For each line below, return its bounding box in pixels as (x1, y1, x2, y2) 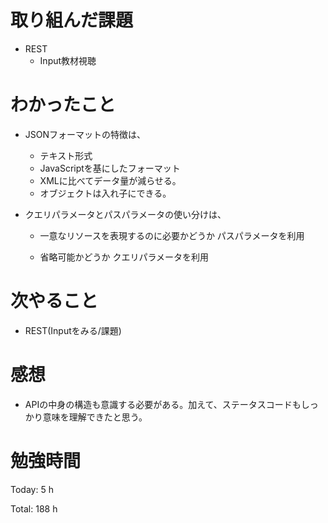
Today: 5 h (10, 483, 54, 495)
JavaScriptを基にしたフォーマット (39, 162, 181, 174)
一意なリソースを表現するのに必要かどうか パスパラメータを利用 (39, 229, 305, 241)
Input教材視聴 (39, 54, 97, 66)
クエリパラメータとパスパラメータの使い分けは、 (24, 208, 227, 220)
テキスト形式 (39, 149, 93, 161)
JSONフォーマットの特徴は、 (24, 128, 147, 140)
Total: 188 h (10, 502, 58, 515)
